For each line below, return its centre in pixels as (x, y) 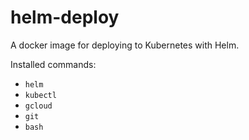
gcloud (38, 106)
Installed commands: (53, 64)
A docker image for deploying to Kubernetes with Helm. (125, 45)
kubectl (40, 95)
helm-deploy (65, 17)
